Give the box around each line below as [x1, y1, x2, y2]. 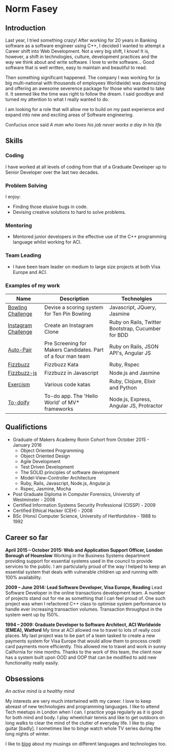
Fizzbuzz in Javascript [44, 369, 99, 376]
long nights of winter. [5, 731, 50, 737]
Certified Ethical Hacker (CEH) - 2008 [12, 507, 93, 513]
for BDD [109, 331, 128, 338]
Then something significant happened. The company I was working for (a [5, 75, 160, 80]
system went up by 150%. [5, 611, 60, 617]
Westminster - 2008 [12, 497, 55, 503]
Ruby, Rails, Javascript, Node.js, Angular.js [20, 480, 111, 486]
